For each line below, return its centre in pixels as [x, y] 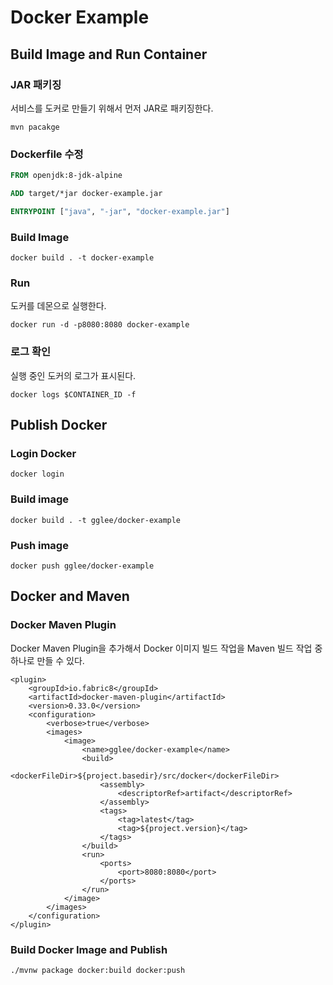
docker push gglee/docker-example [82, 566]
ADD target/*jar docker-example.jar [86, 194]
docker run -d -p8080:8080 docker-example [100, 325]
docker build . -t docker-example [82, 258]
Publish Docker [59, 425]
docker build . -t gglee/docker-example [96, 520]
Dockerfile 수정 [47, 154]
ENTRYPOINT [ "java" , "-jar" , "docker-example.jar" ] [120, 211]
